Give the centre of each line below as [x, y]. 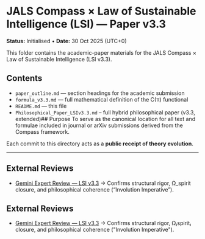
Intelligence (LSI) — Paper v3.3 [86, 24]
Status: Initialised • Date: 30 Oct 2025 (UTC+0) [67, 41]
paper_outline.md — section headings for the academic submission [100, 93]
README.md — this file [41, 106]
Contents [24, 78]
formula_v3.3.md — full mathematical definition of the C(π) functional [102, 99]
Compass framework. [42, 131]
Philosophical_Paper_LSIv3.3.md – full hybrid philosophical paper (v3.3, [105, 112]
